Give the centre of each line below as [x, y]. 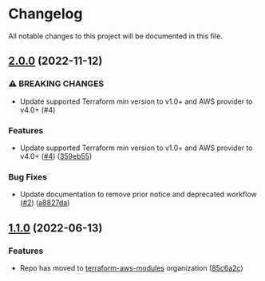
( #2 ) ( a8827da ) [45, 203]
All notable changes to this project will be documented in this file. [116, 36]
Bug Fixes [28, 176]
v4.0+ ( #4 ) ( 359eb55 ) [56, 156]
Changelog [45, 14]
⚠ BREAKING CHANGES [56, 84]
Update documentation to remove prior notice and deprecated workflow [138, 194]
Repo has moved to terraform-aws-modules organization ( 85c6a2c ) [131, 267]
